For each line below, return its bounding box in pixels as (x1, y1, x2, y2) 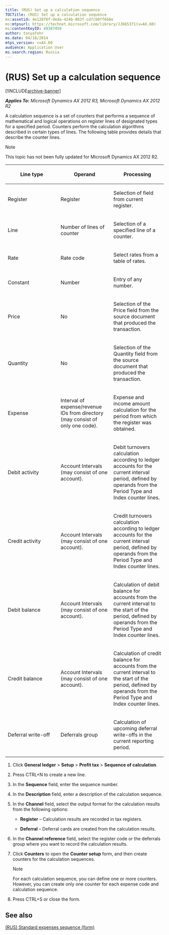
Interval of (60, 397, 85, 404)
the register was (113, 419, 152, 426)
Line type (20, 171, 44, 178)
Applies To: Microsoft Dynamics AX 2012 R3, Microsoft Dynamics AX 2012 (5, 98, 160, 104)
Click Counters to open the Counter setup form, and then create (12, 851, 147, 857)
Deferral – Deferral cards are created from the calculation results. (20, 826, 156, 832)
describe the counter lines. (5, 134, 61, 140)
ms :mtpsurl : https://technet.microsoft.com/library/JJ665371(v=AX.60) (5, 21, 156, 27)
